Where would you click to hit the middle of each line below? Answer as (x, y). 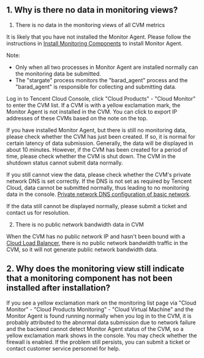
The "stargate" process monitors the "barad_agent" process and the (101, 80)
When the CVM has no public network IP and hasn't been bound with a (96, 236)
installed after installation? (59, 288)
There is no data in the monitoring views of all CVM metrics (90, 25)
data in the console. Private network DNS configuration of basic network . (99, 194)
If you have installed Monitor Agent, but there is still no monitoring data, (96, 130)
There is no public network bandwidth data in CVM (79, 224)
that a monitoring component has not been (89, 278)
